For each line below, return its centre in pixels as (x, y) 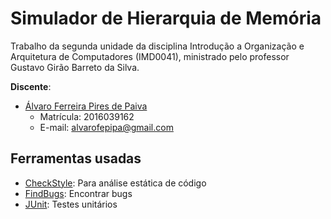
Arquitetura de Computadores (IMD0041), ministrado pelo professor (150, 56)
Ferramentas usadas (76, 158)
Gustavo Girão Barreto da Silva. (75, 67)
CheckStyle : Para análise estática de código (115, 183)
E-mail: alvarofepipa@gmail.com (106, 127)
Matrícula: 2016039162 (87, 116)
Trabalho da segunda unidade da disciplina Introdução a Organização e (157, 46)
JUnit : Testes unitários (71, 204)
